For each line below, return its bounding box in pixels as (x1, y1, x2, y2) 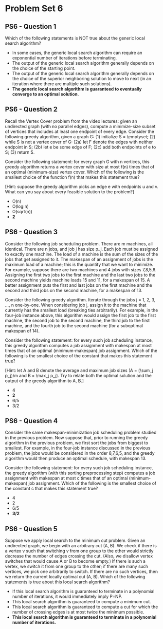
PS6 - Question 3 (5, 228, 58, 236)
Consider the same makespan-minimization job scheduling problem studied (5, 429, 157, 436)
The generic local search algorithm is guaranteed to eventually (12, 86, 142, 92)
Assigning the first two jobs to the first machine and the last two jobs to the (5, 272, 156, 277)
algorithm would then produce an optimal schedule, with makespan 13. (5, 456, 147, 462)
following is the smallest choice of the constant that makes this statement (5, 352, 152, 358)
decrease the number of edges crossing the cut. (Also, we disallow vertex (5, 553, 153, 559)
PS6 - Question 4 (5, 417, 58, 425)
